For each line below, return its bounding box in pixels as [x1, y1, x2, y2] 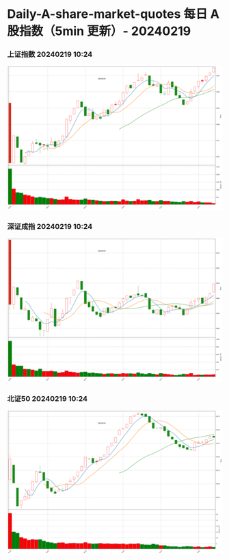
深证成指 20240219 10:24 [7, 222, 93, 232]
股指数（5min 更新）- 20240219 [7, 23, 191, 39]
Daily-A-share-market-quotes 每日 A [7, 6, 220, 22]
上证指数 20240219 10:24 [7, 49, 93, 59]
